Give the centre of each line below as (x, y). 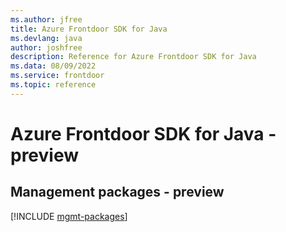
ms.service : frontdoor (57, 76)
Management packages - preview (117, 192)
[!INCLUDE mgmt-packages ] (69, 216)
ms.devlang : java (46, 38)
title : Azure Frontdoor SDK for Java (89, 29)
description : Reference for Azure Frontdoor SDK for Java (133, 57)
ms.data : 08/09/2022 (53, 66)
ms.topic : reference (53, 85)
